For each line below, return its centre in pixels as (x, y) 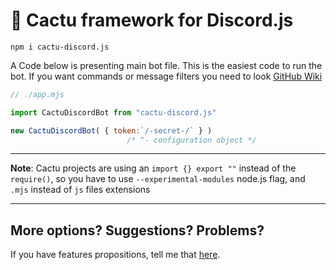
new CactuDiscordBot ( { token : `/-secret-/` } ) (111, 130)
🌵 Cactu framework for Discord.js (152, 20)
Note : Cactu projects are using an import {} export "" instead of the (153, 168)
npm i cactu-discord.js (60, 47)
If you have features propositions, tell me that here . (115, 255)
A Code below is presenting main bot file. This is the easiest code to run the (166, 65)
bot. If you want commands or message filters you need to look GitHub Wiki (166, 76)
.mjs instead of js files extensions (80, 190)
